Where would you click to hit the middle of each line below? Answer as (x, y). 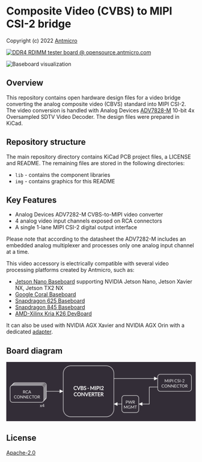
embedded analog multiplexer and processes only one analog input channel (100, 245)
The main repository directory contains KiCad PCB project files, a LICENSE (99, 157)
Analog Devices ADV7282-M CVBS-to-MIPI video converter (89, 215)
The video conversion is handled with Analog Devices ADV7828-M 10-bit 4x (100, 110)
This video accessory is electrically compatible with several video (88, 264)
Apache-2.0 (21, 452)
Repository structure (46, 142)
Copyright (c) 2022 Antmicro (42, 40)
